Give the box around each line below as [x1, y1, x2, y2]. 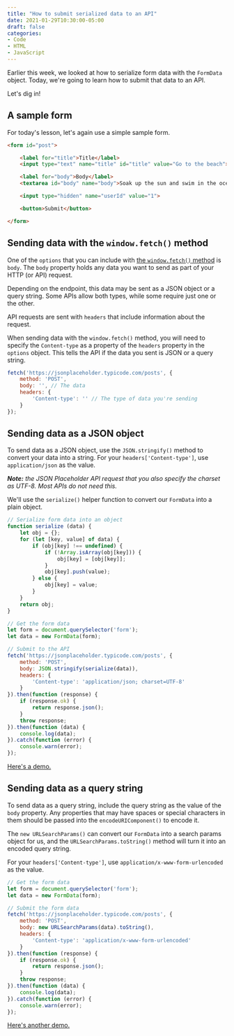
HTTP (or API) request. [7, 271, 73, 279]
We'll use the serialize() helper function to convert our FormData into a [7, 496, 212, 504]
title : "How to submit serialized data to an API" [7, 10, 157, 17]
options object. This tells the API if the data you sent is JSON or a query [7, 348, 214, 357]
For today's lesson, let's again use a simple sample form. [7, 128, 171, 136]
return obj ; [19, 600, 54, 608]
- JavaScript [7, 50, 45, 57]
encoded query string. [7, 844, 72, 853]
